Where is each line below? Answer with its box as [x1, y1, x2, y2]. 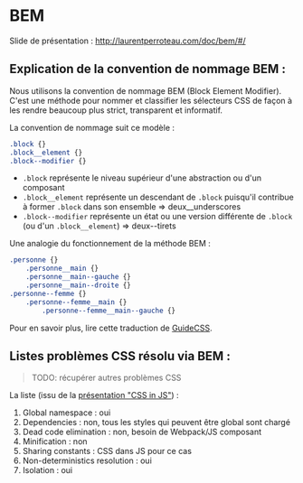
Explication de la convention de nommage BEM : [9, 61, 287, 77]
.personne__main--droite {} [25, 281, 131, 290]
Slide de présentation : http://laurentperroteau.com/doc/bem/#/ [9, 35, 246, 46]
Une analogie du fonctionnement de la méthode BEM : [9, 238, 211, 249]
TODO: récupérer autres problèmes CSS [31, 372, 182, 384]
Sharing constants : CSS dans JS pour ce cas [22, 446, 193, 457]
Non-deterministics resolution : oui [22, 455, 152, 466]
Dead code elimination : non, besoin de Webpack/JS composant [22, 426, 262, 438]
